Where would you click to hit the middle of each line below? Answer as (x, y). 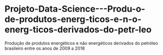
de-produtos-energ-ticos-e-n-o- (73, 19)
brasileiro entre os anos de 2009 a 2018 (45, 48)
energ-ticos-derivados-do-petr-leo (78, 30)
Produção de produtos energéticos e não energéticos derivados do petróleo (81, 43)
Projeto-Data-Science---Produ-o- (75, 9)
